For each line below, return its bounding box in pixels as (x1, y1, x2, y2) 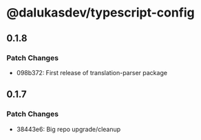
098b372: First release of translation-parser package (16, 68, 168, 77)
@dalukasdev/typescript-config (6, 5, 195, 21)
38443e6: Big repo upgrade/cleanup (16, 125, 121, 133)
